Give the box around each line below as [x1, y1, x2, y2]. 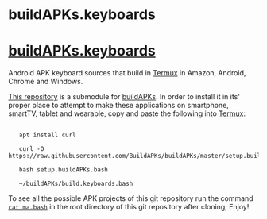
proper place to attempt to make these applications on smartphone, [8, 101, 229, 110]
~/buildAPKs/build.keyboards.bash [18, 180, 133, 188]
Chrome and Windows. [8, 77, 83, 86]
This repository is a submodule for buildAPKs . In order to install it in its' [8, 92, 241, 102]
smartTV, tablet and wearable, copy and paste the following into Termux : [8, 109, 246, 118]
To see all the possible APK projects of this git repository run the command [8, 194, 253, 203]
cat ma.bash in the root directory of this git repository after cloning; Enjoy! [8, 202, 250, 212]
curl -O [18, 145, 44, 153]
